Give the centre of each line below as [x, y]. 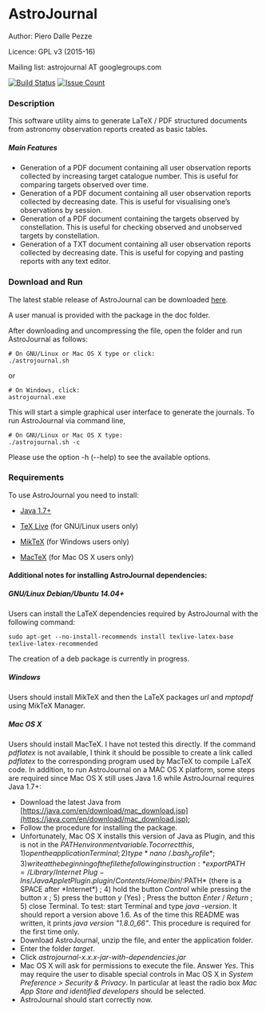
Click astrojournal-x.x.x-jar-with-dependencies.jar [103, 958]
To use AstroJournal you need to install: [74, 495]
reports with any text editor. [65, 262]
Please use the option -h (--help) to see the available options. [109, 457]
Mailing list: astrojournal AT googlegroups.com [85, 67]
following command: [42, 622]
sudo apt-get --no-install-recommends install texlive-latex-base [121, 637]
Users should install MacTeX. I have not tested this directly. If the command [132, 744]
